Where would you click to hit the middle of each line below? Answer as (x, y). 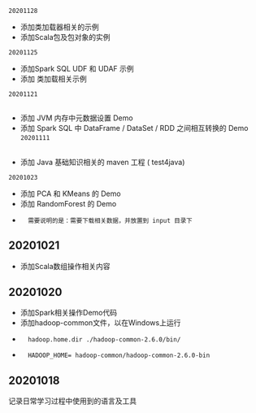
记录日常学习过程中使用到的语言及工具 (72, 401)
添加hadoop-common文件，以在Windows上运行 (100, 323)
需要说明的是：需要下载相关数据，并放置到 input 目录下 (110, 220)
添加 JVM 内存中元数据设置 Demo (76, 118)
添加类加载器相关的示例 (59, 27)
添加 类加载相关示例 (53, 79)
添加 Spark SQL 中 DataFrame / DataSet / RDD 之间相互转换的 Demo (134, 128)
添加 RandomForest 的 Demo (68, 203)
